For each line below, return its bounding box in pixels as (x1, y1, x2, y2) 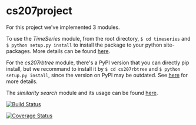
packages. (6, 47, 32, 54)
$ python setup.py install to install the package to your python (6, 41, 162, 48)
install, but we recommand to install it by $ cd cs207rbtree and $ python (6, 65, 181, 72)
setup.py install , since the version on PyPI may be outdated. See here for (6, 71, 188, 78)
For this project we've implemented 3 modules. (6, 24, 120, 31)
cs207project (6, 4, 72, 18)
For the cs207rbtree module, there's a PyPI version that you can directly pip (6, 59, 190, 66)
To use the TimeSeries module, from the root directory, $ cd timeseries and (6, 35, 191, 42)
